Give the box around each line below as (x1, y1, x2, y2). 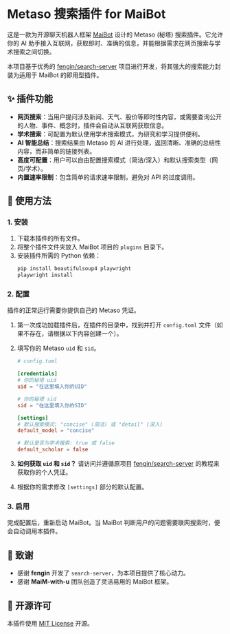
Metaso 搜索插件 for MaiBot (7, 6, 166, 22)
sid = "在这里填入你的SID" (16, 402, 87, 409)
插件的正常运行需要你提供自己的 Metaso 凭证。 (7, 306, 140, 314)
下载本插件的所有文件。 (16, 234, 84, 243)
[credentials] (16, 370, 58, 378)
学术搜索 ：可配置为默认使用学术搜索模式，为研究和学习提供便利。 (16, 130, 204, 138)
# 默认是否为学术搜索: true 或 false (16, 440, 115, 447)
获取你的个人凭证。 (16, 468, 72, 476)
